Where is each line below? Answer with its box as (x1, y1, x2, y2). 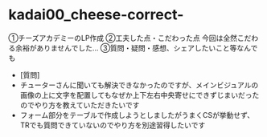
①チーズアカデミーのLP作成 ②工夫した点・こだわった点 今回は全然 (8, 33, 237, 42)
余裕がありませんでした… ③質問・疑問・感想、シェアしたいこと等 (14, 42, 237, 53)
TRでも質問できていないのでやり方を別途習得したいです (19, 120, 206, 130)
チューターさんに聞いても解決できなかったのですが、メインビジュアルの (19, 80, 259, 90)
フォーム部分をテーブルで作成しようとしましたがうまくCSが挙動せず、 (19, 110, 255, 119)
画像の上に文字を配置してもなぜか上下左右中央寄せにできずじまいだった (19, 90, 260, 99)
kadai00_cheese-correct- (8, 6, 184, 24)
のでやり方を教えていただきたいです (19, 100, 140, 110)
